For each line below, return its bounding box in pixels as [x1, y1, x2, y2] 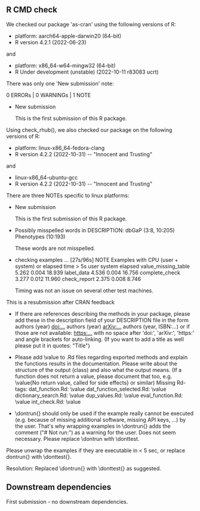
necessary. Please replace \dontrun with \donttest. [14, 435, 140, 442]
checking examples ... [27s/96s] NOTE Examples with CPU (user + [14, 256, 179, 263]
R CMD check [6, 5, 58, 15]
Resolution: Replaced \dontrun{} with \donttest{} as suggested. [6, 464, 161, 472]
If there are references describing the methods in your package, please [14, 310, 190, 317]
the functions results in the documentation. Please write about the [14, 359, 177, 367]
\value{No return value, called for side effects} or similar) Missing [14, 379, 176, 386]
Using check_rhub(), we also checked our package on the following [6, 126, 173, 134]
